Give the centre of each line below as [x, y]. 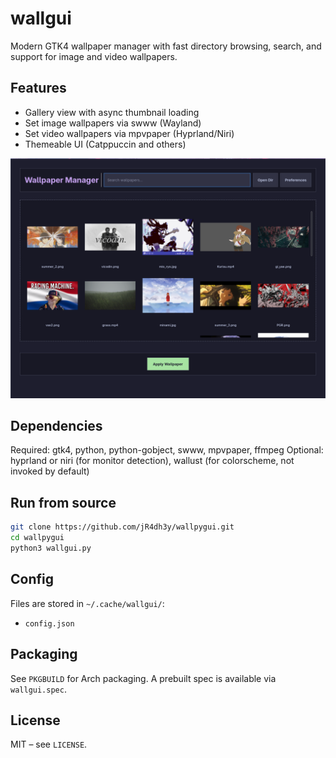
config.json [49, 623]
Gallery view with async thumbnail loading [112, 112]
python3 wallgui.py [51, 548]
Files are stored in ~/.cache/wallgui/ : [87, 603]
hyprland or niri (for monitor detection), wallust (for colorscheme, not [152, 461]
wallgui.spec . [38, 689]
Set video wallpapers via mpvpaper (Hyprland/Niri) [129, 133]
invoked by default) [50, 471]
